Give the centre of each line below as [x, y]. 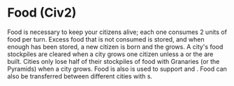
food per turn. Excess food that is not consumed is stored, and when [106, 39]
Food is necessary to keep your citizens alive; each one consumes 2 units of [117, 32]
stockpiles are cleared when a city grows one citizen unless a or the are [110, 54]
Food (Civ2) [42, 13]
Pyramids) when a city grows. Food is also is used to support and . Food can [117, 69]
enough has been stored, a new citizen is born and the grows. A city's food [115, 46]
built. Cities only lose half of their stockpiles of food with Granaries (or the [114, 61]
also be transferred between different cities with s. [80, 76]
